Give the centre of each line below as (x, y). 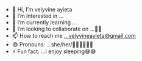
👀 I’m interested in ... (38, 16)
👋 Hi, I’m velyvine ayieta (42, 9)
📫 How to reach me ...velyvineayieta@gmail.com (74, 36)
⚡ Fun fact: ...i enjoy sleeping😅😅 (54, 51)
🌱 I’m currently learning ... (44, 22)
